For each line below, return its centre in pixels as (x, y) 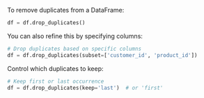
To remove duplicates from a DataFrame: (66, 10)
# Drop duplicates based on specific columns (74, 49)
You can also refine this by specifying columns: (75, 36)
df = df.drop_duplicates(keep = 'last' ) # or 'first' (85, 88)
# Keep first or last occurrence (56, 81)
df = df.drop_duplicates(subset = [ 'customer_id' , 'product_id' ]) (102, 55)
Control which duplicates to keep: (55, 68)
